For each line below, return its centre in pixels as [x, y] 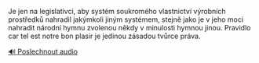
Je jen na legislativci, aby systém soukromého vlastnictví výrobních [117, 11]
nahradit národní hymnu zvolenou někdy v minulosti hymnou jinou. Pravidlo [129, 28]
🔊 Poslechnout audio [43, 51]
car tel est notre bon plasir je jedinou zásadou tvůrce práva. [104, 36]
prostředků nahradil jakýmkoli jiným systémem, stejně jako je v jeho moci [126, 19]
